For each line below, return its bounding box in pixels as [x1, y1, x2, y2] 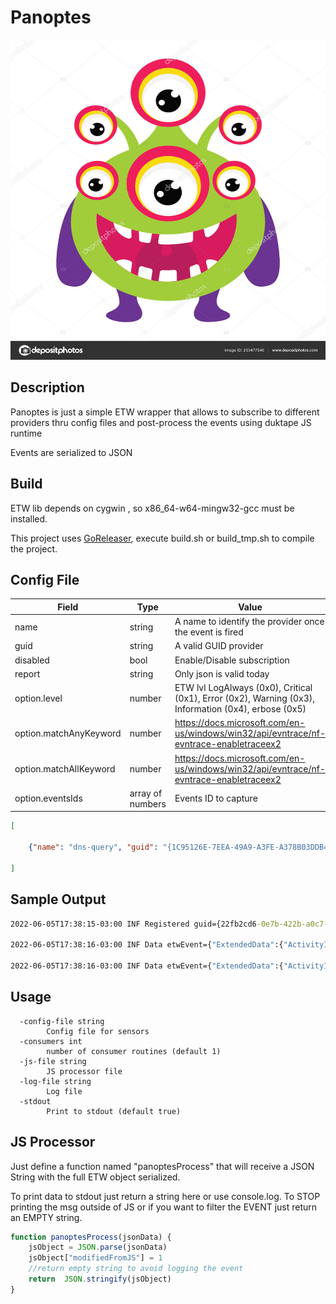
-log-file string [19, 1076, 92, 1086]
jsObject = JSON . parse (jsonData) [28, 1242, 168, 1253]
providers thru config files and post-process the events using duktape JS [10, 416, 312, 428]
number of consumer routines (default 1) [46, 1046, 222, 1056]
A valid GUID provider [174, 640, 264, 652]
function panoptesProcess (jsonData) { [10, 1232, 172, 1242]
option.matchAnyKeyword [14, 727, 122, 740]
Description [10, 379, 85, 396]
